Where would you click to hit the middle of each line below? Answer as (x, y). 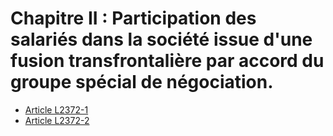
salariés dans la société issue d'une (161, 39)
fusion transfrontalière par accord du (167, 61)
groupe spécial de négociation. (142, 82)
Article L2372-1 (56, 109)
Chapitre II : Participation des (133, 18)
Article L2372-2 (57, 120)
